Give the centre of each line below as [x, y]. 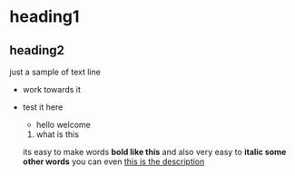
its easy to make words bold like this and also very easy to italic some [154, 152]
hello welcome [63, 125]
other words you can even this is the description [113, 161]
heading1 [44, 17]
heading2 [37, 50]
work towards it [52, 89]
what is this [58, 134]
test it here [43, 107]
